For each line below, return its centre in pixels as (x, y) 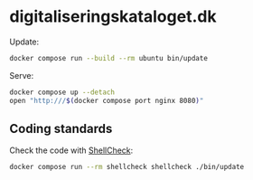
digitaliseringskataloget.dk (113, 17)
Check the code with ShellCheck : (71, 150)
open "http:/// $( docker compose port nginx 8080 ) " (107, 100)
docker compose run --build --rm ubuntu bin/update (108, 58)
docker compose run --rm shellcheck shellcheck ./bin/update (127, 167)
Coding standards (61, 128)
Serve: (22, 75)
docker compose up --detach (62, 92)
